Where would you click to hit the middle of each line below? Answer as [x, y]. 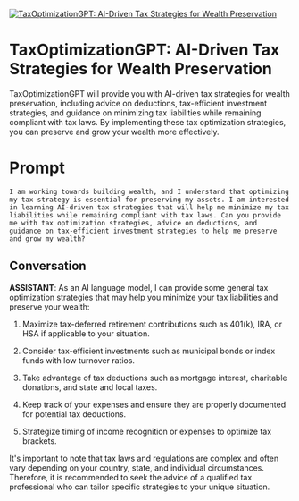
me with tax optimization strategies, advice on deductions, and [133, 223]
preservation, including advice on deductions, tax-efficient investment [138, 103]
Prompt [37, 168]
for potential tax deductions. [74, 414]
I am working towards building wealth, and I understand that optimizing [149, 191]
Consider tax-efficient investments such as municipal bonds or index [149, 351]
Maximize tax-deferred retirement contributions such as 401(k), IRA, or [152, 324]
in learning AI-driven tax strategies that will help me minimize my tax [149, 207]
